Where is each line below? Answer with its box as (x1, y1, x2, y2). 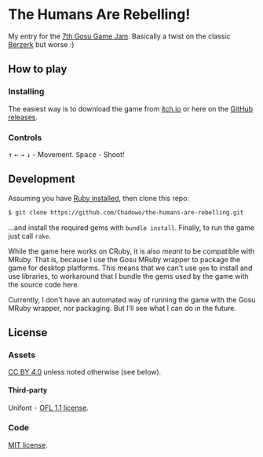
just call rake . (8, 231, 51, 240)
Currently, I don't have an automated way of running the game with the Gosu (8, 294, 256, 304)
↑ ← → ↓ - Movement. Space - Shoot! (8, 149, 125, 159)
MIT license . (8, 440, 49, 449)
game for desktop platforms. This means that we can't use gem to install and (8, 263, 253, 272)
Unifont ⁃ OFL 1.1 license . (8, 403, 89, 412)
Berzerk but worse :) (8, 39, 75, 49)
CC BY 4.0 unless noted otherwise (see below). (8, 367, 162, 377)
